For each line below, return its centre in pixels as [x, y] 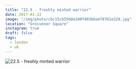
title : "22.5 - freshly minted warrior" [48, 10]
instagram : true [22, 28]
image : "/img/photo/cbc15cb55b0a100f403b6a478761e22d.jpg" [69, 19]
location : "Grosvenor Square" [37, 24]
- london [19, 42]
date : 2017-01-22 [23, 14]
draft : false [19, 33]
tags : [11, 38]
